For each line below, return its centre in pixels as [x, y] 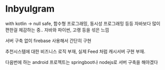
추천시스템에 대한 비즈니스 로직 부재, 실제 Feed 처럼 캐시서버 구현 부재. [75, 51]
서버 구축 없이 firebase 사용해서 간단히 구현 [48, 41]
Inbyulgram [30, 9]
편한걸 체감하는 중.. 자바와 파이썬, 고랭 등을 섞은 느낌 [57, 30]
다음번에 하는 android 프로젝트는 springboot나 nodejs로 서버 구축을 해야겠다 [82, 62]
